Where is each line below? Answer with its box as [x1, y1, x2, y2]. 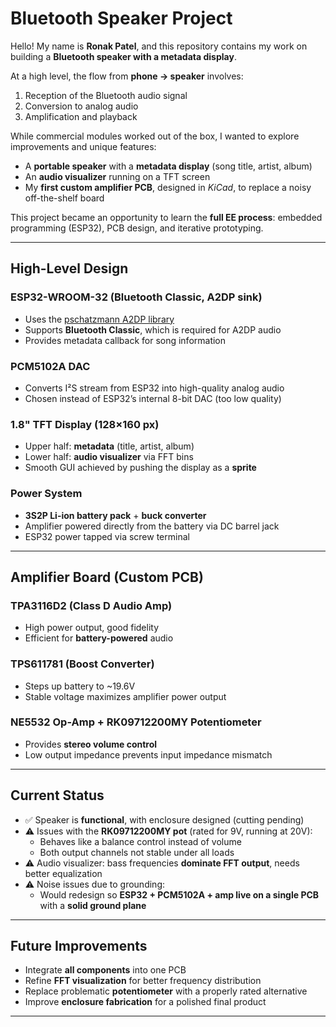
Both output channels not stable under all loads [39, 846, 235, 858]
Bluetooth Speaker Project [10, 7, 233, 30]
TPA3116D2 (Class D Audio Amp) [10, 598, 173, 612]
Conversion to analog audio [24, 100, 139, 112]
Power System [10, 487, 83, 501]
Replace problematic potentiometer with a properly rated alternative [24, 985, 308, 997]
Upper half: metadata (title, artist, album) [24, 440, 195, 452]
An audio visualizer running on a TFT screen [24, 170, 211, 182]
